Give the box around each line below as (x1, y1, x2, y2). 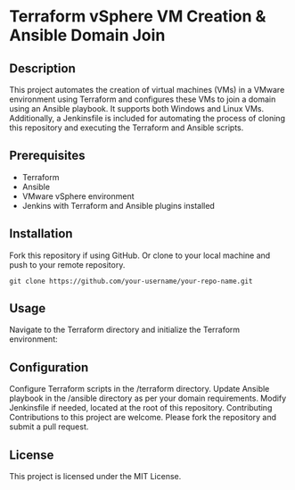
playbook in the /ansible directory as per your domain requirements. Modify (9, 393, 287, 403)
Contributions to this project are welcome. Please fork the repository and (9, 412, 277, 423)
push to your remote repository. (9, 259, 126, 270)
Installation (9, 226, 73, 242)
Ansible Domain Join (9, 25, 166, 46)
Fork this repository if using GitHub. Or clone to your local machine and (9, 250, 271, 261)
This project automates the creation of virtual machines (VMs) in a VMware (9, 85, 285, 95)
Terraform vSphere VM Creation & (9, 6, 266, 27)
